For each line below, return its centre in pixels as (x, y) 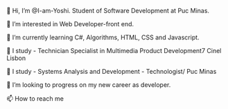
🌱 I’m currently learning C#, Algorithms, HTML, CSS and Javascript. (103, 37)
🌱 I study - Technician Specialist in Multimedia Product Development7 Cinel (114, 51)
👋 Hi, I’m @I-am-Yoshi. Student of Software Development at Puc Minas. (108, 11)
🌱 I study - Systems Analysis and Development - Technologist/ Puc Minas (112, 71)
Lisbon (16, 58)
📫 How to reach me (35, 99)
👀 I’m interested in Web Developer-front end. (70, 24)
